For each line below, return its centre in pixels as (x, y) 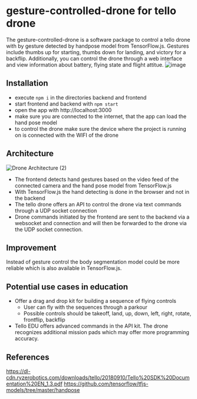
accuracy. (27, 339)
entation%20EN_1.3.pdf (35, 384)
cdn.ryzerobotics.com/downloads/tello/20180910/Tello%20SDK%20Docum (98, 377)
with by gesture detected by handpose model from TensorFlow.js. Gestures (98, 46)
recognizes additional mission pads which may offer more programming (102, 332)
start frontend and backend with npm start (66, 104)
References (28, 357)
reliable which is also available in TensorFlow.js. (64, 268)
